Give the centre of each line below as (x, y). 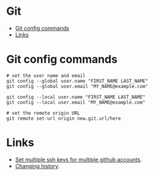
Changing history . (37, 166)
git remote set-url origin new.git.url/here (64, 118)
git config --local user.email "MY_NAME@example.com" (76, 102)
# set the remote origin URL (43, 113)
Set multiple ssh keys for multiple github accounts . (78, 159)
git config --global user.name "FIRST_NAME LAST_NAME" (77, 81)
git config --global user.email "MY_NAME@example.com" (77, 86)
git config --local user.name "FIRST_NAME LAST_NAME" (76, 97)
